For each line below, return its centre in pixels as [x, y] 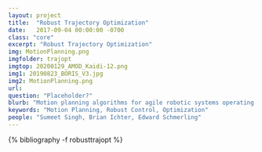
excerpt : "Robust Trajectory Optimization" [80, 45]
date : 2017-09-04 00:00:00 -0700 [66, 30]
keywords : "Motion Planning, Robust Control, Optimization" [109, 110]
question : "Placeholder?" [50, 96]
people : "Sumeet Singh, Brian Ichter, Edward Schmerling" [105, 118]
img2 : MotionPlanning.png [50, 81]
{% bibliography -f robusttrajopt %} [65, 139]
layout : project [35, 15]
